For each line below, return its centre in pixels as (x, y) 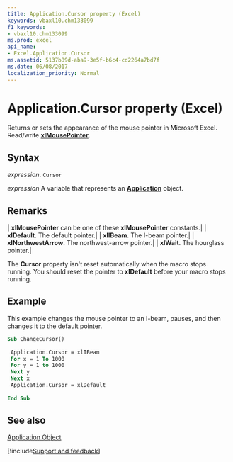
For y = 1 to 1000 (38, 366)
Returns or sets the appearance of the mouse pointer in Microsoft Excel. (113, 128)
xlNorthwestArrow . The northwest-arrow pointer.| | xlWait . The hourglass (116, 243)
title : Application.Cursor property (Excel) (74, 14)
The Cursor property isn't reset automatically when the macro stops (107, 264)
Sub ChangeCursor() (36, 339)
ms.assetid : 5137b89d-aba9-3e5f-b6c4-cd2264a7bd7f (84, 60)
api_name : (22, 47)
